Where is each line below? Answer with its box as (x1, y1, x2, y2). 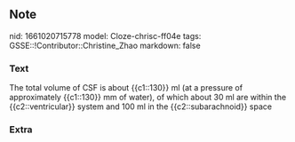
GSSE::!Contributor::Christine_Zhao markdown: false (9, 40, 202, 51)
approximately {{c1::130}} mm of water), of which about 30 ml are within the (9, 92, 287, 103)
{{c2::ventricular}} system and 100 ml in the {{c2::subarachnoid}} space (9, 101, 273, 112)
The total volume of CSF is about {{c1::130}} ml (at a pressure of (9, 83, 243, 93)
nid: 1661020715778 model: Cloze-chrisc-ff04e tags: (9, 30, 202, 41)
